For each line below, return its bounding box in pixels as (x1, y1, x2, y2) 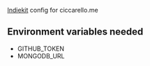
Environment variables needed (7, 26, 144, 38)
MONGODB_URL (17, 51, 65, 60)
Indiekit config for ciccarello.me (7, 6, 99, 14)
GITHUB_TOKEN (17, 44, 65, 53)
